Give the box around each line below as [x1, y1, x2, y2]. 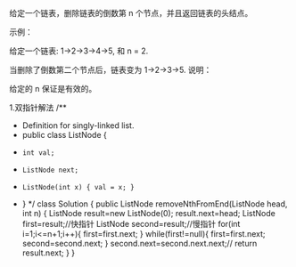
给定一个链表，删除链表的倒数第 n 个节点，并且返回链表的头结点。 [9, 8, 253, 18]
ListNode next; [21, 166, 79, 174]
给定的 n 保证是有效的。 [9, 84, 97, 93]
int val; [21, 149, 55, 158]
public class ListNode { [21, 130, 107, 140]
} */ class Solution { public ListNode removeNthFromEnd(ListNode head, [21, 198, 288, 209]
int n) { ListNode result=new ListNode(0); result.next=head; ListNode [21, 208, 276, 218]
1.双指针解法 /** [9, 102, 67, 113]
